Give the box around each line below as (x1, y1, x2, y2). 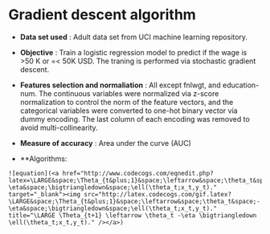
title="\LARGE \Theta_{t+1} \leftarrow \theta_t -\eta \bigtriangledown (8, 211, 257, 220)
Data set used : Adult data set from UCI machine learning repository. (19, 32, 247, 42)
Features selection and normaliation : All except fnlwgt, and (19, 80, 221, 90)
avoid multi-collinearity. (19, 123, 98, 132)
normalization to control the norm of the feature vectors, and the (19, 97, 234, 107)
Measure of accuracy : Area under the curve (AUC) (19, 138, 191, 147)
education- (222, 80, 260, 90)
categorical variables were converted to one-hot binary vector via (19, 106, 239, 115)
